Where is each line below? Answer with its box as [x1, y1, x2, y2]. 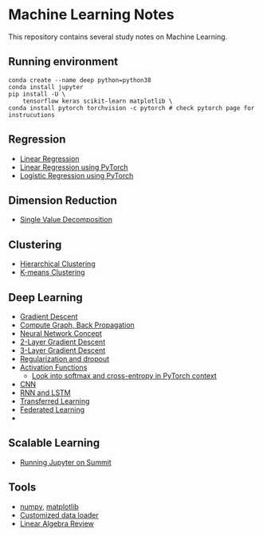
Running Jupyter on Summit [19, 457, 112, 467]
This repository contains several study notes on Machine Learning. [8, 32, 228, 41]
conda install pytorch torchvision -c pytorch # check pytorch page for [8, 104, 255, 112]
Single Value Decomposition [19, 215, 113, 225]
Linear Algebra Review [19, 518, 94, 528]
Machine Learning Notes [8, 6, 175, 24]
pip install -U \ [8, 90, 66, 98]
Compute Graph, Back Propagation [19, 320, 135, 330]
